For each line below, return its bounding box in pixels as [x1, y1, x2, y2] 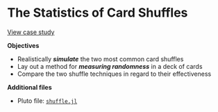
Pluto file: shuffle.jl [17, 96, 78, 105]
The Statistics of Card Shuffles [7, 5, 188, 21]
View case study [7, 28, 55, 36]
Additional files [7, 83, 52, 91]
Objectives [7, 41, 40, 49]
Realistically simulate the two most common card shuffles [17, 54, 184, 63]
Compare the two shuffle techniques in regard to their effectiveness [17, 70, 212, 78]
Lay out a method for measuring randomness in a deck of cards [17, 62, 203, 70]
